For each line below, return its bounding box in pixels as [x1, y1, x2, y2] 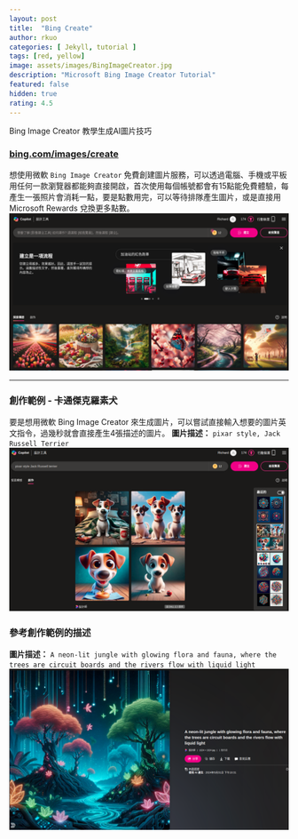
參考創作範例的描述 [9, 627, 91, 639]
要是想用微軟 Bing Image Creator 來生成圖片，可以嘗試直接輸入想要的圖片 [9, 416, 279, 427]
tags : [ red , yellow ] [9, 52, 86, 61]
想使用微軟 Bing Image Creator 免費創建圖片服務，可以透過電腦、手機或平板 [9, 169, 287, 180]
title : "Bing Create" [9, 23, 93, 33]
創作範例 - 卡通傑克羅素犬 [9, 395, 118, 407]
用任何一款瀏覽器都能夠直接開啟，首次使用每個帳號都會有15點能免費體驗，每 [9, 180, 289, 191]
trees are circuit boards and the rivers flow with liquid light [9, 660, 255, 669]
